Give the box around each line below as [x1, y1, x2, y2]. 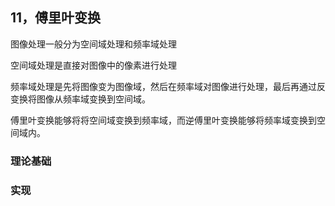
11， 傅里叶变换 [10, 9, 102, 27]
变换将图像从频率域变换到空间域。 [10, 93, 151, 105]
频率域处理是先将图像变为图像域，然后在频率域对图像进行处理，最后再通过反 [10, 80, 326, 92]
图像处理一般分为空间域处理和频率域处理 [10, 38, 177, 50]
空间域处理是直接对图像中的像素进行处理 [10, 59, 177, 71]
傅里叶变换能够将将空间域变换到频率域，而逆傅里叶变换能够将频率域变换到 [10, 114, 317, 126]
